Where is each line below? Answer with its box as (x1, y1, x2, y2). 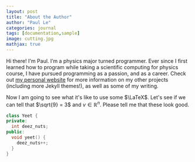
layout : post (6, 8, 38, 15)
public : (6, 129, 25, 135)
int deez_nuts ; (11, 124, 49, 130)
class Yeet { (6, 113, 38, 119)
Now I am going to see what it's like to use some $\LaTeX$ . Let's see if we (6, 93, 186, 100)
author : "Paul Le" (6, 19, 51, 25)
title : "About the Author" (6, 14, 72, 20)
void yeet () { (11, 134, 46, 141)
